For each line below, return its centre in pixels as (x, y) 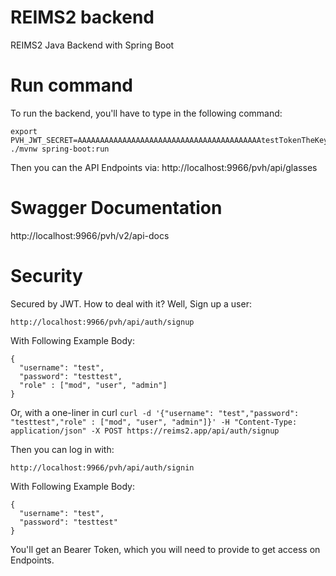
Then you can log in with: (62, 449)
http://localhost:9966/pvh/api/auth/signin (102, 467)
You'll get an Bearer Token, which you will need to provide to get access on (165, 549)
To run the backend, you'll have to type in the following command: (146, 113)
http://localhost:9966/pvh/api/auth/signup (102, 322)
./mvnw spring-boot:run (60, 149)
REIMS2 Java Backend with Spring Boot (92, 45)
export (24, 131)
